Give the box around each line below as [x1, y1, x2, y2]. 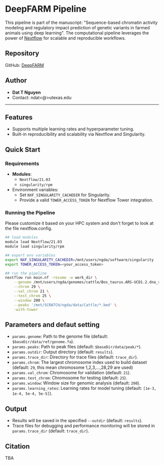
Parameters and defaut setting [5, 321, 100, 329]
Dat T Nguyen [12, 89, 41, 95]
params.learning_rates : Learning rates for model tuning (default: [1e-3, [12, 385, 157, 391]
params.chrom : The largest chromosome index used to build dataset [12, 360, 147, 365]
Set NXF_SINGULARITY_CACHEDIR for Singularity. [19, 192, 111, 198]
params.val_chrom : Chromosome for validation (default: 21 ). [12, 370, 131, 376]
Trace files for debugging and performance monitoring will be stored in [12, 423, 155, 429]
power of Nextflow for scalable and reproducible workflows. [5, 35, 126, 41]
